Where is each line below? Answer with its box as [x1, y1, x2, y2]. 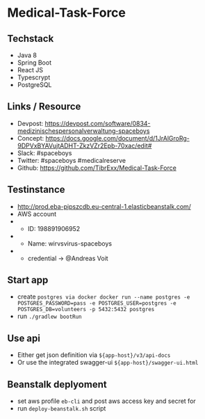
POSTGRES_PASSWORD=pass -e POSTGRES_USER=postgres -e [17, 300, 177, 307]
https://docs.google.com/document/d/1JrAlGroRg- [44, 134, 190, 142]
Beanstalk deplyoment [7, 378, 107, 390]
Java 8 [17, 51, 37, 59]
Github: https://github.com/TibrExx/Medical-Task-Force [17, 164, 177, 172]
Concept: [17, 134, 44, 142]
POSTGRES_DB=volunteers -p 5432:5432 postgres [17, 306, 155, 313]
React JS [17, 66, 44, 74]
